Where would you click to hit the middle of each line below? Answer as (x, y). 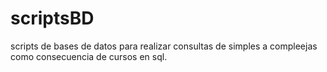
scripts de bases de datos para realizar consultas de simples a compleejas (164, 46)
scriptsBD (52, 18)
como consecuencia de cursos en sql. (89, 56)
